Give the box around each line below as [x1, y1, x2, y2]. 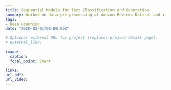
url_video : [5, 77, 28, 82]
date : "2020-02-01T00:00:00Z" [5, 26, 70, 31]
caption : [10, 54, 28, 59]
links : [5, 68, 19, 73]
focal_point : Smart [10, 59, 51, 64]
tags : [5, 17, 17, 22]
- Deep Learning [5, 21, 40, 27]
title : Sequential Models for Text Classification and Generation [5, 7, 149, 13]
